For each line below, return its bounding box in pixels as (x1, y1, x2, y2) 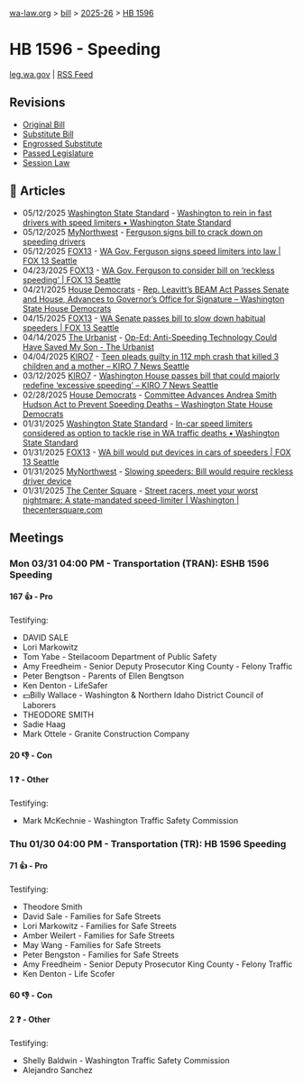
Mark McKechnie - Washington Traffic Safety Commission (22, 815, 239, 825)
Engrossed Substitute (22, 138, 103, 149)
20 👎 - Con (9, 750, 52, 761)
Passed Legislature (22, 148, 94, 159)
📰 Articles (9, 184, 66, 199)
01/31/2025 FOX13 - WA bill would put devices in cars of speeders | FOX (22, 446, 291, 458)
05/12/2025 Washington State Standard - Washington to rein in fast (22, 207, 272, 218)
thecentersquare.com (22, 504, 104, 515)
